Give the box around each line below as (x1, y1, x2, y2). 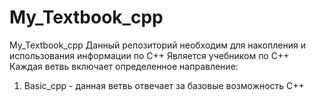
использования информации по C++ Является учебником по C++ (9, 49, 290, 61)
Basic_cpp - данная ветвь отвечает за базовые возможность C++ (23, 79, 305, 91)
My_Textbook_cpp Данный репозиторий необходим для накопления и (9, 39, 306, 51)
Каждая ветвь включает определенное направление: (9, 60, 239, 72)
